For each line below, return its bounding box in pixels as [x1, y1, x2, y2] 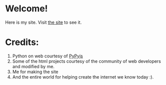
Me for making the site [12, 69, 58, 75]
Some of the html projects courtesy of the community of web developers [12, 58, 161, 64]
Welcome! [5, 3, 48, 14]
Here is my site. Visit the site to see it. [5, 19, 82, 25]
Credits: [5, 37, 39, 48]
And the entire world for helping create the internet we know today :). [12, 74, 154, 80]
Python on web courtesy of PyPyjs [12, 53, 83, 59]
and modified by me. [12, 63, 55, 69]
